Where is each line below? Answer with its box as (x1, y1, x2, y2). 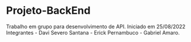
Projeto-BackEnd (6, 4, 91, 17)
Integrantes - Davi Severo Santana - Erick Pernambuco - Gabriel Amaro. (6, 29, 180, 36)
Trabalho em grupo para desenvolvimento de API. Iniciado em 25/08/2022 (6, 23, 186, 30)
